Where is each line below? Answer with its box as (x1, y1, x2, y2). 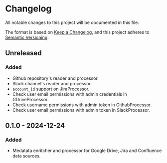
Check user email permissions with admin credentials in (12, 91, 127, 97)
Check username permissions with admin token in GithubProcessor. (12, 102, 152, 108)
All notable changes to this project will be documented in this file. (5, 19, 140, 25)
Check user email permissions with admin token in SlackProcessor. (12, 107, 151, 113)
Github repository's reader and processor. (12, 75, 99, 81)
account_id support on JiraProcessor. (12, 86, 90, 92)
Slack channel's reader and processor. (12, 80, 92, 86)
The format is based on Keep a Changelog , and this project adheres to (5, 29, 150, 35)
